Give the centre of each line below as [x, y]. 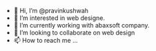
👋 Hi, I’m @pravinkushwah [51, 11]
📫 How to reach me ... [46, 40]
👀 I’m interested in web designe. [59, 18]
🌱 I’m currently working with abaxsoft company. [81, 25]
